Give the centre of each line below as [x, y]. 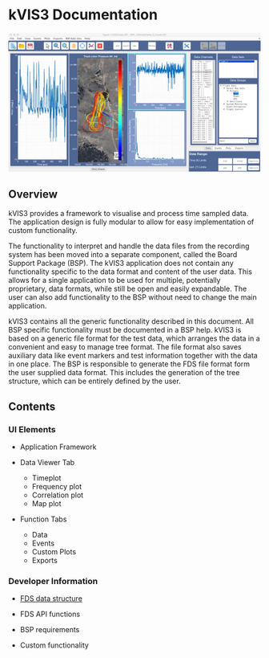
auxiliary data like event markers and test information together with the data [133, 356]
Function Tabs [43, 519]
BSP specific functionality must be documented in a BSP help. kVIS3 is [125, 330]
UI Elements [32, 429]
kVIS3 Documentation [83, 15]
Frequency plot [57, 487]
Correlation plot [58, 495]
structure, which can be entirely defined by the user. [95, 381]
